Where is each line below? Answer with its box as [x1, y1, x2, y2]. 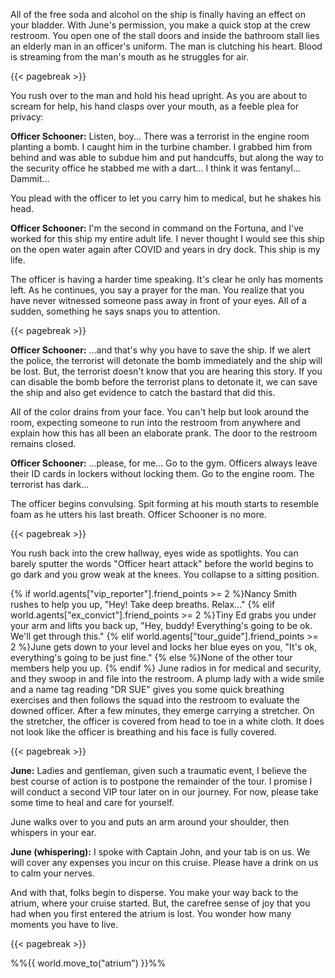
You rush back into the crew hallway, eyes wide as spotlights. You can [10, 547, 299, 559]
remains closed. [10, 438, 77, 449]
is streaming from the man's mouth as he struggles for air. [10, 51, 249, 63]
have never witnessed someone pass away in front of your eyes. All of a [10, 295, 307, 306]
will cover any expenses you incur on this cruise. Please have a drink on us [10, 857, 319, 868]
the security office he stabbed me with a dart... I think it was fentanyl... [10, 162, 301, 174]
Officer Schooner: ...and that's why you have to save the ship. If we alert [10, 344, 311, 356]
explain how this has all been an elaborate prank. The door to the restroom [10, 427, 318, 439]
